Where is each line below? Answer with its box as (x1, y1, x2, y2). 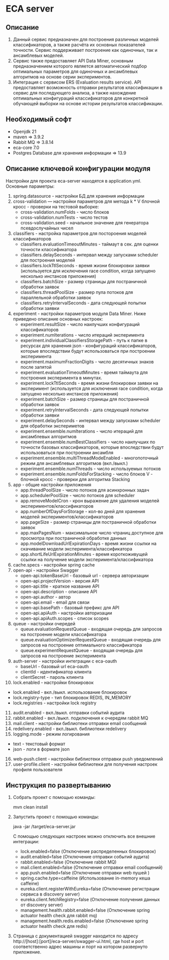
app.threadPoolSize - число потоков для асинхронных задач (20, 487, 149, 493)
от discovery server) (20, 902, 63, 908)
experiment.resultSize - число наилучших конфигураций (20, 321, 140, 327)
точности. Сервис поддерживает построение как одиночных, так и (13, 47, 157, 53)
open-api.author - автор (20, 594, 71, 600)
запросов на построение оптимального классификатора (20, 642, 142, 648)
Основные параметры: (6, 183, 55, 189)
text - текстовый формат (13, 741, 66, 747)
